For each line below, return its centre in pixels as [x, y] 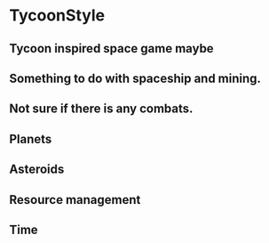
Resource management [75, 200]
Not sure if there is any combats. [101, 109]
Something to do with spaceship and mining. [135, 78]
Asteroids [37, 170]
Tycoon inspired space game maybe [112, 49]
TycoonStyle [57, 16]
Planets [31, 139]
